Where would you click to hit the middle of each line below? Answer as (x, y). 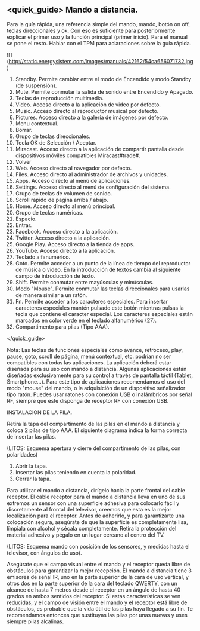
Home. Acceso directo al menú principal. (65, 206)
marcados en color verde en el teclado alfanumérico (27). (86, 320)
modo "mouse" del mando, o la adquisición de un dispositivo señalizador (96, 388)
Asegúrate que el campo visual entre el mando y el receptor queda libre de (99, 564)
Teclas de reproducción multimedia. (59, 98)
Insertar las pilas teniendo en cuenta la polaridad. (76, 472)
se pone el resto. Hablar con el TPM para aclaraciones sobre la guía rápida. (99, 43)
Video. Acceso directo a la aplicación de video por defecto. (88, 105)
